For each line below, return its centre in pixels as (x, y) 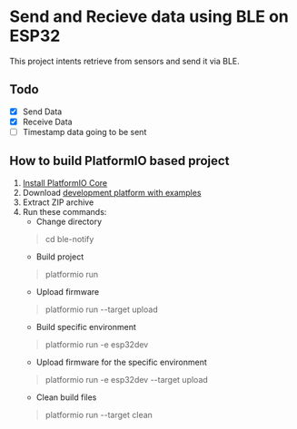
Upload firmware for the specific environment (121, 362)
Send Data (42, 112)
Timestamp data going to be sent (84, 132)
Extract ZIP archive (58, 202)
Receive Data (47, 122)
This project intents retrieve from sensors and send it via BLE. (125, 61)
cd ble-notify (69, 239)
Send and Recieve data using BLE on (149, 17)
